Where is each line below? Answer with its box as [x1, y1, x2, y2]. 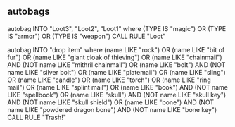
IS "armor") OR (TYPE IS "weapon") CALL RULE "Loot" [7, 32, 166, 40]
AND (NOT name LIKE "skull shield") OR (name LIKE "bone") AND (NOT [7, 98, 215, 107]
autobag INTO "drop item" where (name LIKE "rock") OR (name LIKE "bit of [7, 45, 225, 54]
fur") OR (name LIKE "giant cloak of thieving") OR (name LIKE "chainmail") [7, 53, 223, 61]
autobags [7, 6, 51, 18]
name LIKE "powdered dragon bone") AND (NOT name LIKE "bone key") [7, 105, 217, 114]
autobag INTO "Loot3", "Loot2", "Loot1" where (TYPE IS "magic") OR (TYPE [7, 24, 227, 32]
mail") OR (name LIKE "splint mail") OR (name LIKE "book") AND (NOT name [7, 83, 229, 91]
